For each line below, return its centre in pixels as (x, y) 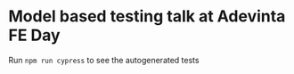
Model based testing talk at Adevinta (147, 16)
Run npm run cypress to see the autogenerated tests (104, 60)
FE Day (34, 35)
